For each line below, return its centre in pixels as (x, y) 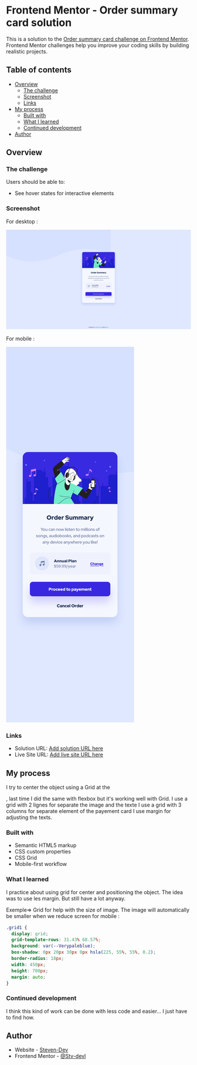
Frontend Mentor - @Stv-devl (50, 1056)
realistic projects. (27, 51)
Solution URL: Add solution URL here (59, 748)
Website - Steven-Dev (41, 1050)
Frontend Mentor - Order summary (92, 10)
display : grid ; (30, 934)
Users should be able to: (36, 182)
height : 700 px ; (30, 971)
